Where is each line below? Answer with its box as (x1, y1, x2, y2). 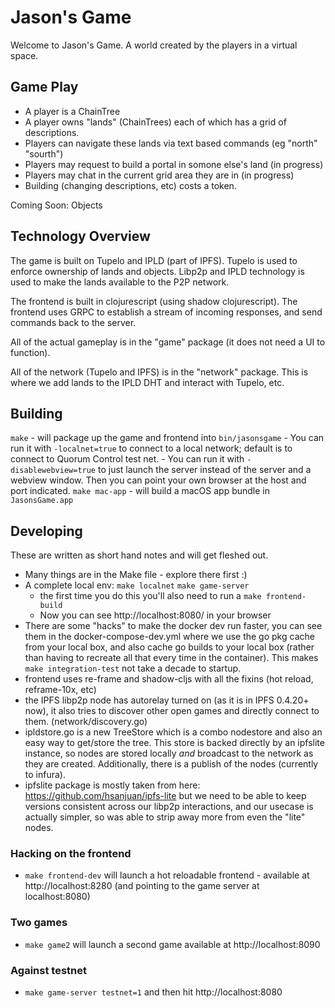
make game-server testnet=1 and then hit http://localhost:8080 (24, 986, 283, 998)
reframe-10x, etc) (24, 684, 97, 696)
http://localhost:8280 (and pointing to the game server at (24, 880, 260, 892)
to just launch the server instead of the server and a (97, 464, 312, 476)
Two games (10, 916, 68, 930)
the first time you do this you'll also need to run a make (39, 590, 262, 602)
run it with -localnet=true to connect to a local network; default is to (10, 442, 293, 455)
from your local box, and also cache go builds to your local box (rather (24, 641, 315, 653)
